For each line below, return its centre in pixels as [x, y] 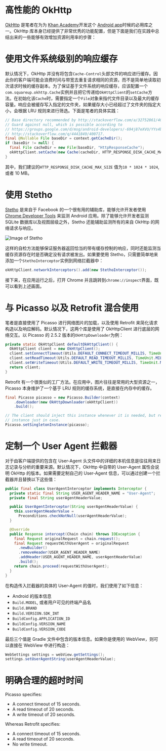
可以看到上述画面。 [25, 286]
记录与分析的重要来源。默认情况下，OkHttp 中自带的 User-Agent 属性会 [82, 467]
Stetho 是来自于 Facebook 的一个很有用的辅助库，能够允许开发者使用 [76, 209]
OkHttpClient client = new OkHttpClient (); [55, 349]
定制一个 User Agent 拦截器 [61, 446]
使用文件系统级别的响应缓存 [62, 59]
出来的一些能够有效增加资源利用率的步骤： [53, 37]
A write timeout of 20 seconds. [44, 714]
